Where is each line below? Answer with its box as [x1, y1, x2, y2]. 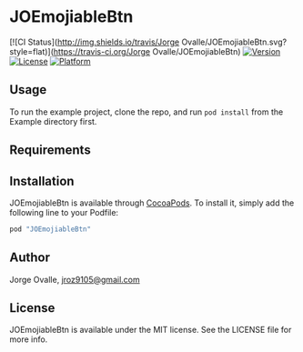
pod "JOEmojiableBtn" [9, 225, 92, 234]
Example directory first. [9, 116, 97, 126]
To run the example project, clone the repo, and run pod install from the [9, 106, 284, 117]
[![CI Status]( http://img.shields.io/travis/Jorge [9, 36, 180, 47]
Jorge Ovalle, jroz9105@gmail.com [9, 274, 140, 285]
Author [9, 250, 50, 266]
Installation [9, 173, 75, 188]
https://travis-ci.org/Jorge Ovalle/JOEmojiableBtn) [53, 45, 241, 56]
